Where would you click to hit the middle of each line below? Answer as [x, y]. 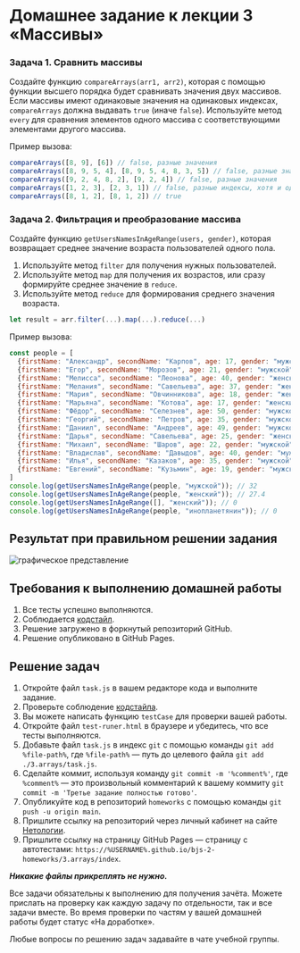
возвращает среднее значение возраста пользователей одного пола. [142, 248]
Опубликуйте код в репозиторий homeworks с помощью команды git [152, 801]
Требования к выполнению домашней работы [146, 588]
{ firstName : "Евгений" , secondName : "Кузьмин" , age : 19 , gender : [142, 470]
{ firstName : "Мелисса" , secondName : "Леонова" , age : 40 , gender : [142, 378]
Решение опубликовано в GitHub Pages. [99, 639]
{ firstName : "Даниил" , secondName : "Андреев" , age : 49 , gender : [139, 428]
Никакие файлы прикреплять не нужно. [88, 875]
